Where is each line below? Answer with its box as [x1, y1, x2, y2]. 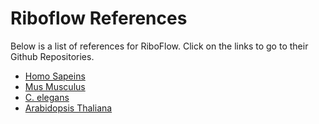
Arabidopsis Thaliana [24, 102, 113, 114]
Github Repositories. [10, 50, 95, 62]
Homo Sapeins [24, 70, 86, 82]
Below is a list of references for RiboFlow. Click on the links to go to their [10, 40, 309, 52]
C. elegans [24, 91, 70, 103]
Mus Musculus [24, 80, 86, 92]
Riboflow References [10, 7, 188, 30]
